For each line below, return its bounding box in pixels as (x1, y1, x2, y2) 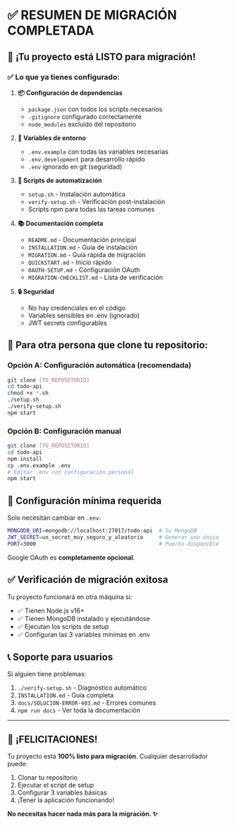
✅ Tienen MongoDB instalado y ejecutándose (17, 614, 150, 622)
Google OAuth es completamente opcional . (7, 553, 135, 562)
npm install (7, 455, 42, 462)
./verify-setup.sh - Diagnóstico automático (17, 683, 147, 692)
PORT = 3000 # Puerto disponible (7, 540, 219, 547)
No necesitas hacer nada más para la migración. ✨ (7, 809, 158, 818)
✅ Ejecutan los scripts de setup (17, 622, 109, 630)
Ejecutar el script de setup (17, 781, 95, 790)
